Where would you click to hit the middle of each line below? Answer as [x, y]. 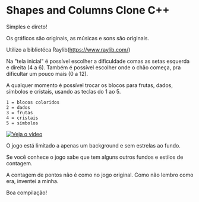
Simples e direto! [27, 27]
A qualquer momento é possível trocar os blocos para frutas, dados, [90, 85]
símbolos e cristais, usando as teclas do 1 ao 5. [64, 91]
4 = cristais [22, 118]
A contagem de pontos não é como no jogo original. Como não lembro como [100, 175]
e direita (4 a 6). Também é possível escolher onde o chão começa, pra [94, 67]
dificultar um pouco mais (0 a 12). [47, 73]
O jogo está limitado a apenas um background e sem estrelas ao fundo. [94, 145]
